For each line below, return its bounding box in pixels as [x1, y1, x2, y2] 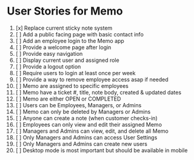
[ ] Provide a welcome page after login [15, 44, 112, 51]
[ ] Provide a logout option [15, 62, 81, 70]
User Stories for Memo [7, 4, 123, 18]
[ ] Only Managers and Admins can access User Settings [15, 133, 158, 141]
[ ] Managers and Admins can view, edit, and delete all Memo [15, 127, 169, 135]
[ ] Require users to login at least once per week [15, 69, 136, 76]
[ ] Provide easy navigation [15, 50, 83, 57]
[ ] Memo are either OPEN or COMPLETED [15, 95, 121, 102]
